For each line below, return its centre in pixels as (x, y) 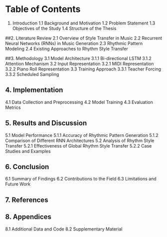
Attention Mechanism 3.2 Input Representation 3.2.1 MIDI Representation (80, 63)
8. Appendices (28, 217)
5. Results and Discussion (46, 123)
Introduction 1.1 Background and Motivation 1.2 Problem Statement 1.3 (84, 23)
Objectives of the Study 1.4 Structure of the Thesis (64, 28)
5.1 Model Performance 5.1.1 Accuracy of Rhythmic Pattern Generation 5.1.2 (82, 135)
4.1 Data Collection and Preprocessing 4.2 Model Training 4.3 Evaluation (79, 102)
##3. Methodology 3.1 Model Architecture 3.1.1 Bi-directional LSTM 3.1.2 (79, 58)
